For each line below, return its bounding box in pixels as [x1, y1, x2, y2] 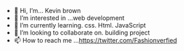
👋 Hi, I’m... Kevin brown [13, 7, 81, 14]
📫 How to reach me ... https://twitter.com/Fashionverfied [13, 37, 177, 44]
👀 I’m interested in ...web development [13, 14, 125, 22]
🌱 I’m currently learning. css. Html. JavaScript [13, 21, 146, 29]
